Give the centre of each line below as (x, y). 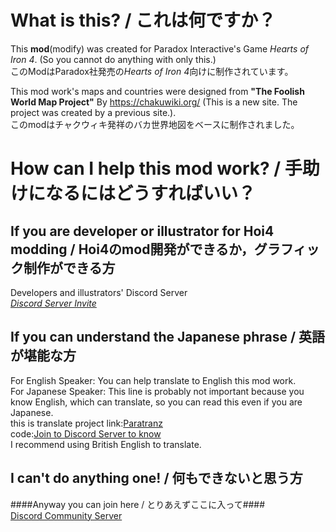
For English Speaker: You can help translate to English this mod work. (153, 380)
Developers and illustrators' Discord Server (99, 292)
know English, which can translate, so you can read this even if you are (156, 402)
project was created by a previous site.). (93, 112)
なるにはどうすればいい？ (151, 193)
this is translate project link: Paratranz (86, 423)
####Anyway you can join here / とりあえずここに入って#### (138, 504)
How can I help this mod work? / (146, 168)
